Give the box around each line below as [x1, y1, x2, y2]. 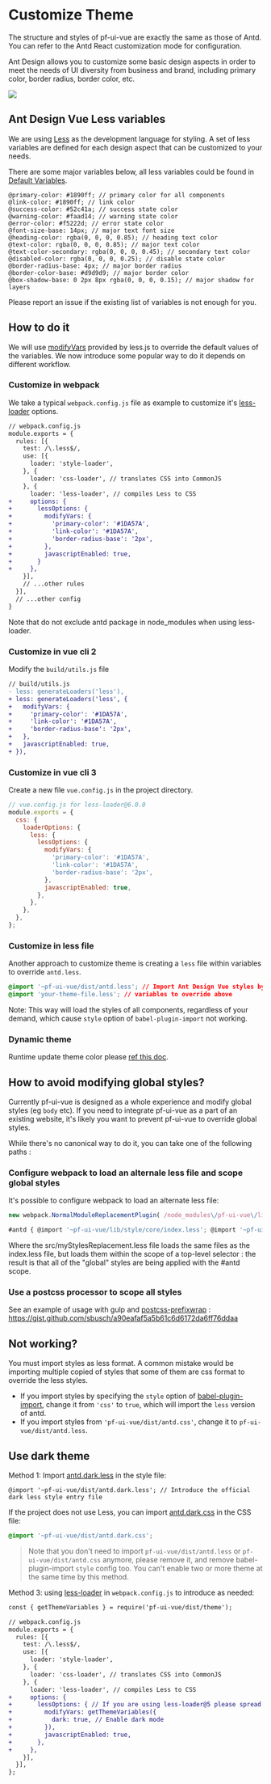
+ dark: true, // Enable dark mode [8, 1716, 164, 1724]
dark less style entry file [8, 1494, 103, 1502]
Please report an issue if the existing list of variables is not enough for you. [8, 297, 256, 306]
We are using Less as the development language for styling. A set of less [8, 133, 251, 143]
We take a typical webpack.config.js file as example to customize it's [8, 398, 238, 408]
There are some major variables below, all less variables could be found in [8, 167, 255, 176]
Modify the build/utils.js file [8, 665, 110, 674]
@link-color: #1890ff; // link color [8, 198, 135, 206]
